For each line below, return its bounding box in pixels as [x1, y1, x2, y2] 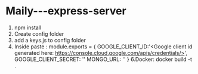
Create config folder [14, 30, 64, 37]
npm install [14, 24, 42, 31]
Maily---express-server [5, 4, 126, 18]
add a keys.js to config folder [14, 36, 86, 44]
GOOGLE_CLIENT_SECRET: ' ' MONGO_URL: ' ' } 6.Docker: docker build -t [14, 55, 192, 63]
